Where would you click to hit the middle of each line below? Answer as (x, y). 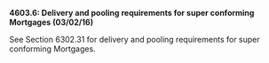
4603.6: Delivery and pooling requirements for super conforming (132, 13)
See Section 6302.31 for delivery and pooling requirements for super (134, 39)
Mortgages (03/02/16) (51, 22)
